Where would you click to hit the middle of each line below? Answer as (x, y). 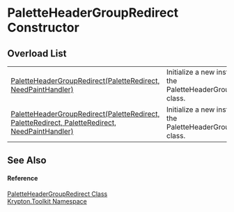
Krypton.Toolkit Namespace (47, 201)
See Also (27, 161)
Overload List (37, 53)
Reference (23, 178)
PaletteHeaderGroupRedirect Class (57, 194)
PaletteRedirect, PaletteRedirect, (64, 122)
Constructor (44, 28)
